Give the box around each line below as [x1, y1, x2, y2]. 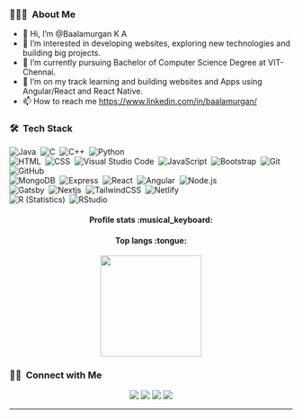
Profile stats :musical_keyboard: [89, 215, 213, 226]
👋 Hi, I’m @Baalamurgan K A [22, 29, 128, 40]
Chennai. [22, 67, 57, 77]
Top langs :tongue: [115, 235, 187, 245]
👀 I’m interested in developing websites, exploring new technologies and [22, 38, 290, 49]
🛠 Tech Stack [9, 122, 74, 135]
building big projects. [22, 48, 102, 58]
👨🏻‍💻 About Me [9, 8, 76, 21]
